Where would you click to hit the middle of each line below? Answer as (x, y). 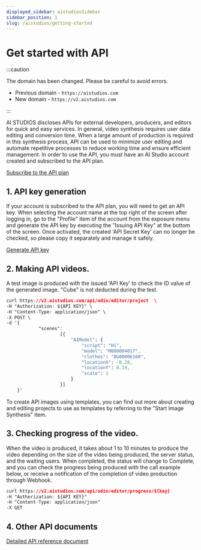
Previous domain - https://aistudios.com (67, 93)
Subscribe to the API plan (37, 173)
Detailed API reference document (47, 541)
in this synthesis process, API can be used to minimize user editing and (94, 142)
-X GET (14, 508)
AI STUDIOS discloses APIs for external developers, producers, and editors (99, 123)
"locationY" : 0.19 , (106, 368)
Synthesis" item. (26, 414)
